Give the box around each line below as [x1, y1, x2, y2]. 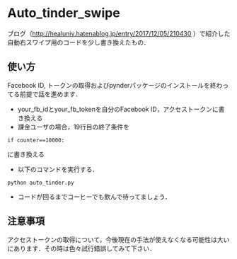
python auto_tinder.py [7, 179, 74, 186]
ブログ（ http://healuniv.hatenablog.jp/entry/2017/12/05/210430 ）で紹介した [7, 29, 231, 38]
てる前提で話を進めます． [7, 90, 82, 98]
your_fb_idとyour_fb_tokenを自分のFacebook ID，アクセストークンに [17, 105, 219, 113]
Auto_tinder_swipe [7, 5, 120, 21]
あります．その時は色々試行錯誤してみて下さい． [13, 244, 156, 253]
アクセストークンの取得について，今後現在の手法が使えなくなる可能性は [7, 235, 217, 243]
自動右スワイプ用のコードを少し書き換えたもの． [7, 38, 150, 47]
